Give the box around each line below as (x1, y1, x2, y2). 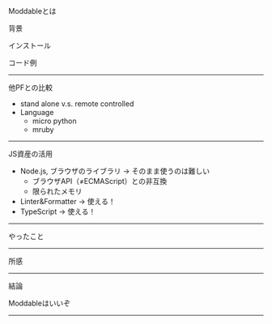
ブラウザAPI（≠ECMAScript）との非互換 (32, 177, 168, 185)
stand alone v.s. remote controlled (19, 99, 134, 109)
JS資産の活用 (8, 149, 53, 159)
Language (19, 108, 54, 117)
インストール (8, 40, 51, 50)
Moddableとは (8, 6, 57, 15)
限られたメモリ (32, 186, 83, 196)
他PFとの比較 (8, 83, 53, 92)
